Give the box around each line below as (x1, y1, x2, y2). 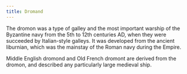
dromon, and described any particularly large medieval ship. (6, 61, 152, 68)
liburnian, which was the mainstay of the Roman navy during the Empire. (6, 43, 181, 51)
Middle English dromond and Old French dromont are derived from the (6, 55, 176, 62)
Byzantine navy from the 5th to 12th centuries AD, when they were (6, 31, 166, 38)
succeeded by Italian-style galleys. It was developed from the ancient (6, 37, 175, 44)
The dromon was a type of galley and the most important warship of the (6, 25, 181, 32)
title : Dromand (6, 8, 44, 15)
